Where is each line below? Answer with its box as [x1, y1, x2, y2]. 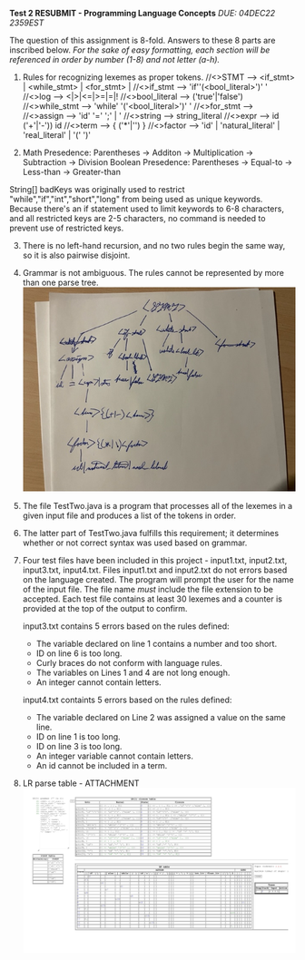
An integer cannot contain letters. [35, 677, 162, 688]
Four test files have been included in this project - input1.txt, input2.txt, [22, 555, 288, 566]
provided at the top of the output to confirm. [22, 603, 188, 614]
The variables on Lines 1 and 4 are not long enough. [35, 667, 231, 679]
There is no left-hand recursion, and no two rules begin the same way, [22, 240, 286, 250]
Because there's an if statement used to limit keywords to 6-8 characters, [9, 203, 284, 214]
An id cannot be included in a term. [35, 760, 168, 771]
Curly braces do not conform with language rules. [35, 658, 222, 669]
